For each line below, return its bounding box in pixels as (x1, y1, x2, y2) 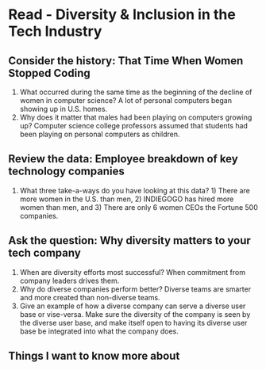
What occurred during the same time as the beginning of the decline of (19, 87, 253, 97)
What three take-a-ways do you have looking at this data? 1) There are (19, 185, 250, 195)
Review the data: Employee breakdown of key (8, 152, 238, 166)
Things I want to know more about (8, 349, 180, 363)
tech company (8, 246, 81, 260)
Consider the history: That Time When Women (8, 54, 244, 67)
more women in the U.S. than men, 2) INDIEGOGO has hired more (19, 194, 234, 204)
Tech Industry (8, 22, 102, 40)
